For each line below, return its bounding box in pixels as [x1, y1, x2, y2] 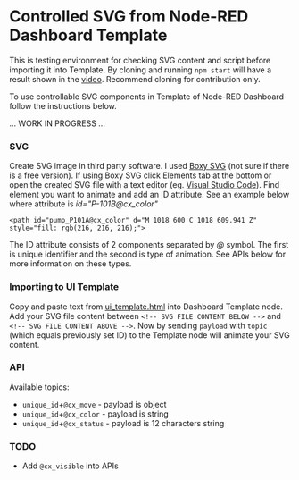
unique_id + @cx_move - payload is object [21, 399, 167, 409]
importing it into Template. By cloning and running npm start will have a [9, 64, 272, 75]
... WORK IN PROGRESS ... [9, 118, 105, 129]
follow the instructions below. [9, 100, 118, 111]
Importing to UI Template [9, 281, 119, 293]
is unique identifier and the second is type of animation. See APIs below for [9, 248, 287, 260]
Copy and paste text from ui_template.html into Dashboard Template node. [9, 301, 284, 312]
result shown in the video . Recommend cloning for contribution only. [9, 73, 261, 84]
